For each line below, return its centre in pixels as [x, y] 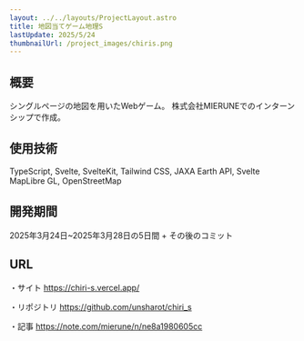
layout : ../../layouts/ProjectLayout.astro [93, 18]
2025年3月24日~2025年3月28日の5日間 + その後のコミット [122, 235]
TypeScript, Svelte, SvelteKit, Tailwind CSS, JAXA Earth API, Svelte [135, 171]
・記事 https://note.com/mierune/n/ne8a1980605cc [106, 326]
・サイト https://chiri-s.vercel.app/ [75, 287]
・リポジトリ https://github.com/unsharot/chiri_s [101, 306]
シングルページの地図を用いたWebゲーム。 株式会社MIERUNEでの [133, 106]
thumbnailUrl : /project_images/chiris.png [91, 43]
